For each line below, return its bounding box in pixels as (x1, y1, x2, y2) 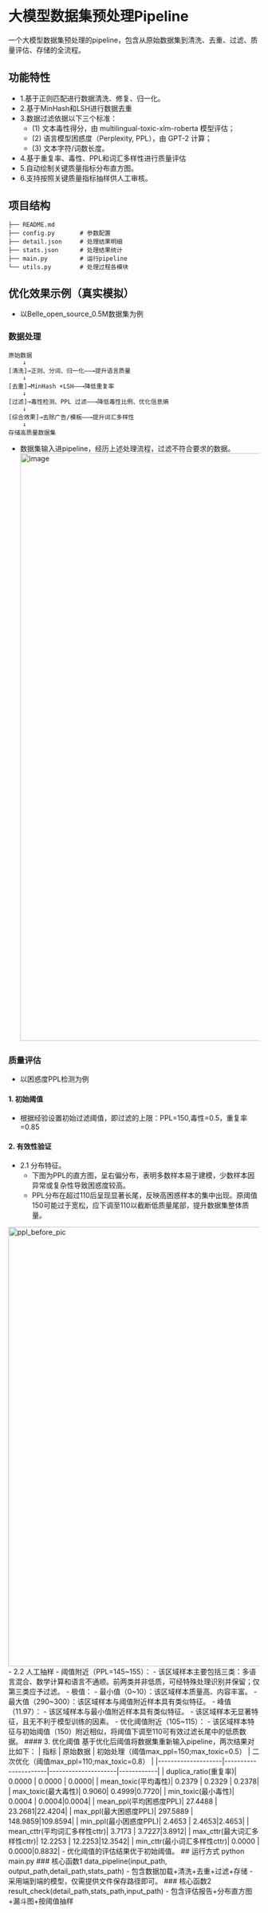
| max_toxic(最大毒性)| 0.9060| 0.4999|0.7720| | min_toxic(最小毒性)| (8, 1787, 235, 1796)
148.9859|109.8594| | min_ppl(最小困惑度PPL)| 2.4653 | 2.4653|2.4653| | (8, 1816, 250, 1826)
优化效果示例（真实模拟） (8, 287, 134, 300)
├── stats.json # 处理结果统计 (8, 246, 123, 254)
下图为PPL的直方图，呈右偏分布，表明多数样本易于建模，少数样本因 (31, 1171, 255, 1180)
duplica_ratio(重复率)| (166, 1767, 237, 1777)
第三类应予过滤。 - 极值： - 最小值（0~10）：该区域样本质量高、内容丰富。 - (8, 1687, 258, 1697)
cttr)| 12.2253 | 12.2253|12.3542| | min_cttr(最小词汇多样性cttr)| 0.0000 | (22, 1836, 260, 1846)
